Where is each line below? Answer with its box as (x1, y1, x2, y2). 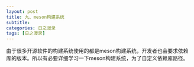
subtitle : (6, 19, 31, 25)
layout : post (6, 8, 38, 15)
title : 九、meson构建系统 (6, 14, 65, 20)
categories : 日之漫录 (6, 25, 56, 31)
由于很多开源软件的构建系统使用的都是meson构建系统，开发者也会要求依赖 (6, 48, 189, 55)
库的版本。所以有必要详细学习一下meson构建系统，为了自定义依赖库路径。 (6, 55, 189, 62)
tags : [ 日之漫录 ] (6, 31, 46, 36)
